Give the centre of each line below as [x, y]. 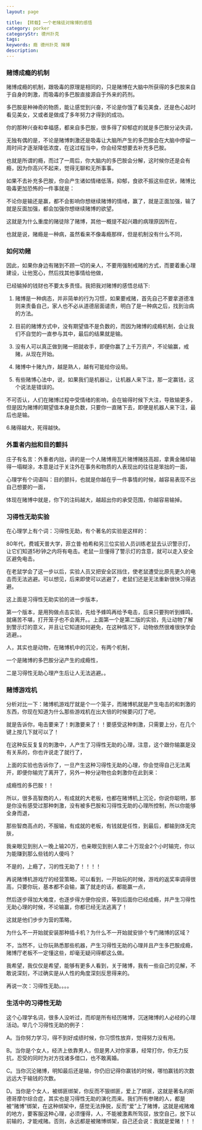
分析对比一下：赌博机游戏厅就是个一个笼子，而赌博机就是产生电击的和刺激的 [101, 704]
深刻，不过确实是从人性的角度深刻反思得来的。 [75, 973]
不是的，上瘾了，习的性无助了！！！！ [54, 867]
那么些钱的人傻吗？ [51, 854]
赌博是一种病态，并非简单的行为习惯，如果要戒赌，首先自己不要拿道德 [102, 299]
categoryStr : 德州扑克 [33, 34]
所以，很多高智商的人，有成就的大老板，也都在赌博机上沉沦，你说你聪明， [98, 798]
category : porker [28, 28]
